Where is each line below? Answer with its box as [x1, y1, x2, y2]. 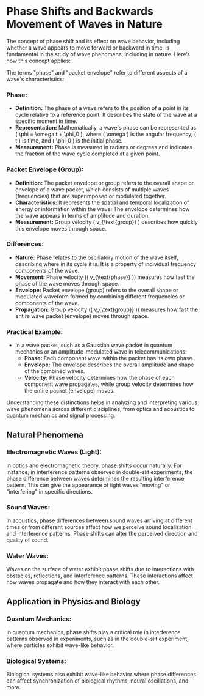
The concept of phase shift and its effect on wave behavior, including [6, 37, 180, 45]
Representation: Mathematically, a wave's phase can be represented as [15, 124, 197, 131]
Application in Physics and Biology [6, 596, 141, 607]
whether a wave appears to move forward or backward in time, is [6, 44, 170, 51]
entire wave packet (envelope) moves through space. [15, 312, 149, 319]
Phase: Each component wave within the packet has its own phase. [24, 355, 194, 362]
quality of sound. [6, 536, 49, 544]
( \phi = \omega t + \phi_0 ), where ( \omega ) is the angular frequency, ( [15, 130, 197, 138]
